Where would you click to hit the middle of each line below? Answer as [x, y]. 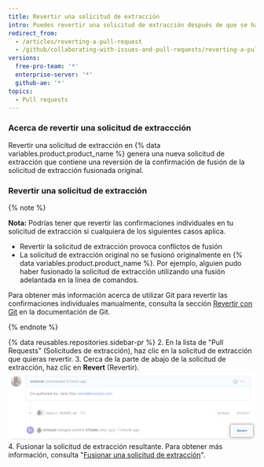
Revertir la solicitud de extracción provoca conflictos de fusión [121, 246]
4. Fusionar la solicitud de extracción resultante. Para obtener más [115, 446]
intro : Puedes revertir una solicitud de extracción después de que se [128, 25]
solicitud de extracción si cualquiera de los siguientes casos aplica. [117, 231]
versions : [24, 58]
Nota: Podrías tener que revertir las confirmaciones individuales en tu [121, 222]
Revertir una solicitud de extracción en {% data [84, 145]
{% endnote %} [33, 327]
